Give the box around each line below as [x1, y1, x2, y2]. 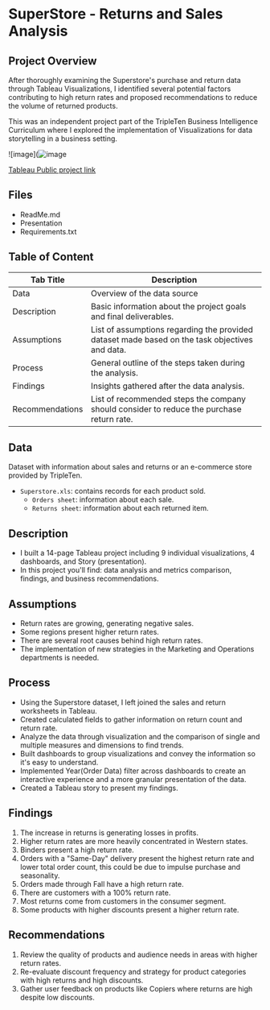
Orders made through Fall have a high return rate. [19, 879, 184, 888]
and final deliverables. [91, 311, 174, 322]
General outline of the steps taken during [91, 357, 245, 368]
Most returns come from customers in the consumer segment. [19, 896, 227, 906]
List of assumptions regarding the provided [91, 324, 253, 335]
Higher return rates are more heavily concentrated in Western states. [19, 836, 248, 846]
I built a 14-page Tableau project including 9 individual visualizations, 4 [19, 548, 256, 558]
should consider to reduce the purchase [91, 404, 242, 415]
